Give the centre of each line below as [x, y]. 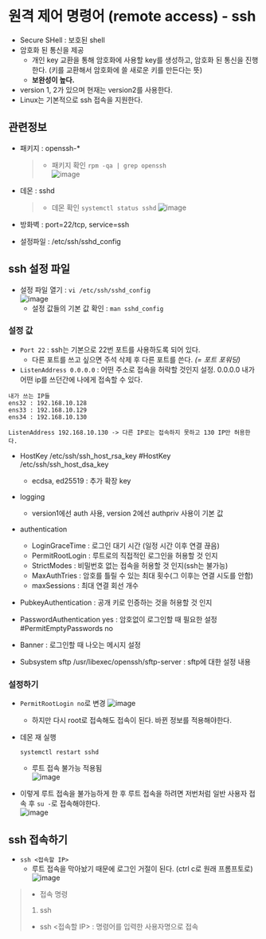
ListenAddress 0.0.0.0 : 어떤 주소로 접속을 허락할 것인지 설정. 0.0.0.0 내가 [137, 369]
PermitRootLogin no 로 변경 [63, 704]
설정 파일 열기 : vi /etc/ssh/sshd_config [85, 290]
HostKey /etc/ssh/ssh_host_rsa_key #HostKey [95, 456]
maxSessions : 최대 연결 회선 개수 [85, 585]
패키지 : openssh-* [50, 148]
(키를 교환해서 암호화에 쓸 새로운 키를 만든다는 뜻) [126, 69]
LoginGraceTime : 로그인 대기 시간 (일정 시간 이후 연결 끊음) [126, 545]
